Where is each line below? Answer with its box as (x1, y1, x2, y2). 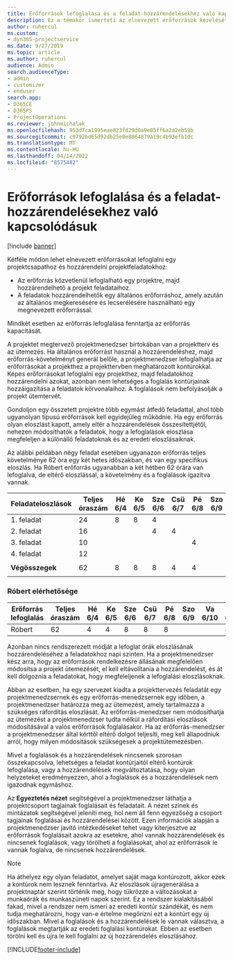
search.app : (7, 95, 42, 102)
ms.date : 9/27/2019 (7, 42, 64, 49)
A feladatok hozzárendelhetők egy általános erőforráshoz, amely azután (17, 290, 223, 299)
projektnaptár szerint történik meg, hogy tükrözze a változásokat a (7, 887, 198, 895)
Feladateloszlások (10, 498, 72, 508)
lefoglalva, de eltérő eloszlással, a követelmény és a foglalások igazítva (7, 471, 211, 479)
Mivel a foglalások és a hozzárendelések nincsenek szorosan (7, 750, 182, 759)
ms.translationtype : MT (7, 140, 76, 147)
